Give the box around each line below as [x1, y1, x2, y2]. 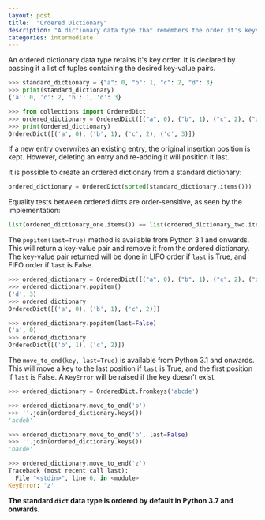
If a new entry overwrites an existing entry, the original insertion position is [8, 144, 251, 154]
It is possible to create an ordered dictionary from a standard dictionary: [8, 167, 242, 178]
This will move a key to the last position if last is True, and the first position [8, 364, 253, 373]
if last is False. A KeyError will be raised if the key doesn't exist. [8, 372, 217, 381]
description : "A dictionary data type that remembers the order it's [8, 26, 242, 34]
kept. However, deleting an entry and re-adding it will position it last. [8, 152, 230, 162]
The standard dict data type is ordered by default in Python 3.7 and [8, 496, 234, 505]
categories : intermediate [8, 33, 93, 42]
